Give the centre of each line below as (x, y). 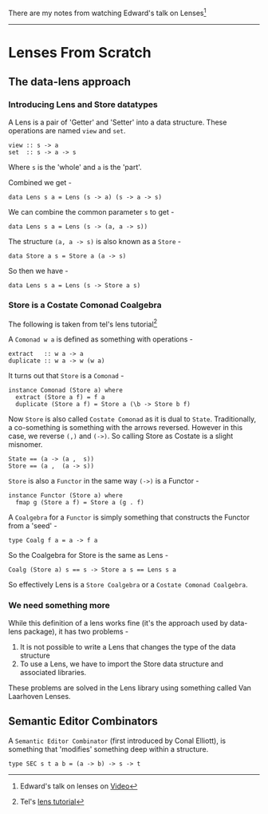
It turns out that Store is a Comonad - (66, 376)
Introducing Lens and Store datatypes (83, 105)
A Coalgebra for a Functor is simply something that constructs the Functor (129, 517)
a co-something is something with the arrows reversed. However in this (126, 428)
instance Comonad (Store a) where (66, 390)
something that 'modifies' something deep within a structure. (108, 749)
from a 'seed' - (33, 526)
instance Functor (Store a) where (66, 496)
